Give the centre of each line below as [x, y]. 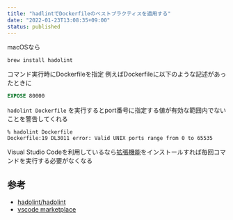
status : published [34, 26]
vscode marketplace [47, 210]
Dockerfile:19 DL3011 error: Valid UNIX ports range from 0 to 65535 [110, 139]
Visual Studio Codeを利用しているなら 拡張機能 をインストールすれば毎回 [111, 152]
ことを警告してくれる [38, 119]
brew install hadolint [40, 61]
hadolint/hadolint [41, 202]
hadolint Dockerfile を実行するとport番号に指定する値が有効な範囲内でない [117, 110]
